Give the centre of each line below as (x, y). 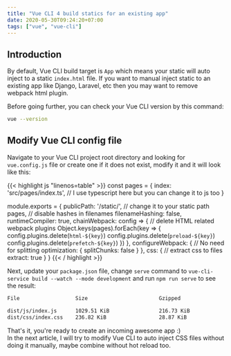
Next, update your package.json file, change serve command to (97, 271)
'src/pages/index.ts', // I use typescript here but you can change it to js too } (116, 193)
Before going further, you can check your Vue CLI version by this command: (115, 106)
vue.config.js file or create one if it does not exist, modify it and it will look (114, 165)
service (18, 279)
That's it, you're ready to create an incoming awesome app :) (94, 330)
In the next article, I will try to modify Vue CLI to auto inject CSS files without (116, 338)
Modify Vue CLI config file (65, 141)
